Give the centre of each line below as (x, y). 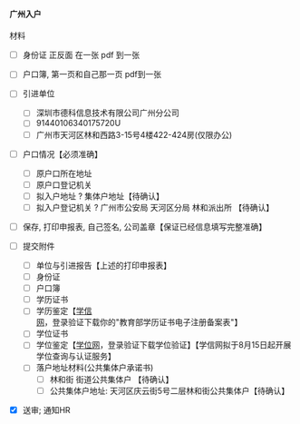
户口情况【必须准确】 (62, 153)
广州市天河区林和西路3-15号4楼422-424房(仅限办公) (134, 134)
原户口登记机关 (64, 184)
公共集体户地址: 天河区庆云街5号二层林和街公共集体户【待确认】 (169, 390)
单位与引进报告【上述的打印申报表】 (104, 266)
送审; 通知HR (46, 409)
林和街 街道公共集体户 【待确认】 (111, 379)
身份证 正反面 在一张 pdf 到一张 (81, 55)
